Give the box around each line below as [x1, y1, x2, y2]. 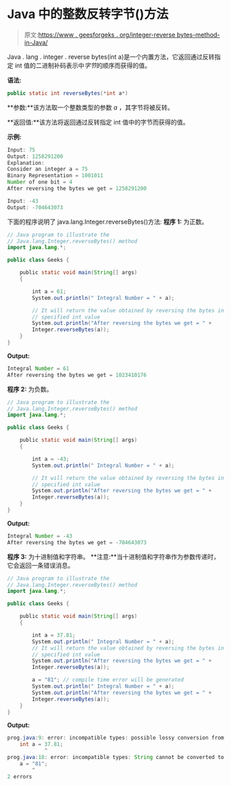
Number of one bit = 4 [7, 179, 73, 186]
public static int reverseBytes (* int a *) [7, 89, 129, 97]
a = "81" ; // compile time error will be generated [32, 677, 185, 684]
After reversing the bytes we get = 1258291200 [7, 185, 147, 193]
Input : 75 [7, 146, 36, 153]
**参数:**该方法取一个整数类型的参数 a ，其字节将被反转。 [7, 103, 174, 111]
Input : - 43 [7, 197, 39, 204]
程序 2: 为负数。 [7, 385, 53, 393]
